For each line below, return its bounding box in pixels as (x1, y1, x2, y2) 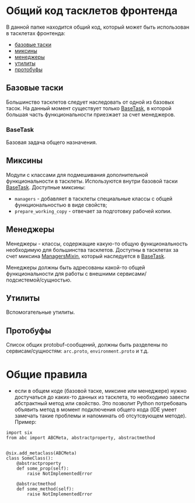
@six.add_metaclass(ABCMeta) (6, 450, 77, 456)
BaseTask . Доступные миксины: (6, 183, 86, 191)
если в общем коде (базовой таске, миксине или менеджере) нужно (14, 388, 187, 395)
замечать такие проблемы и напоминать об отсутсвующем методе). (14, 412, 187, 419)
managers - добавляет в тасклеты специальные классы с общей (14, 195, 173, 202)
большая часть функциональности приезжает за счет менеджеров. (6, 111, 176, 118)
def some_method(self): (16, 486, 75, 492)
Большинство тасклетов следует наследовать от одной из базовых (6, 98, 175, 105)
